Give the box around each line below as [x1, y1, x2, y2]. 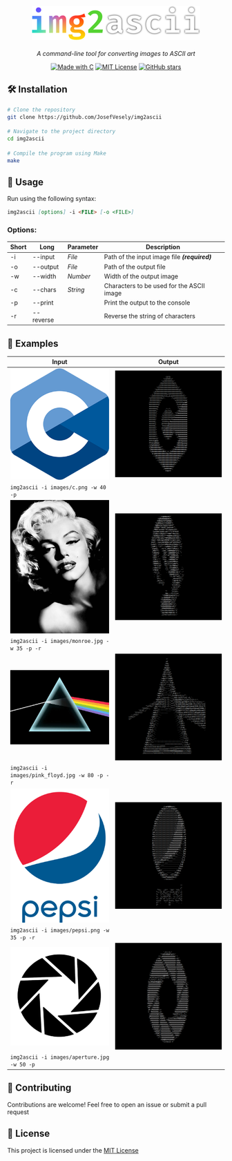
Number [67, 272, 91, 280]
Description [146, 243, 181, 251]
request [7, 1108, 30, 1116]
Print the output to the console [104, 298, 191, 307]
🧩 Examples [7, 338, 59, 349]
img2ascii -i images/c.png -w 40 [10, 483, 106, 491]
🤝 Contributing [7, 1082, 72, 1094]
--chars [32, 285, 57, 294]
